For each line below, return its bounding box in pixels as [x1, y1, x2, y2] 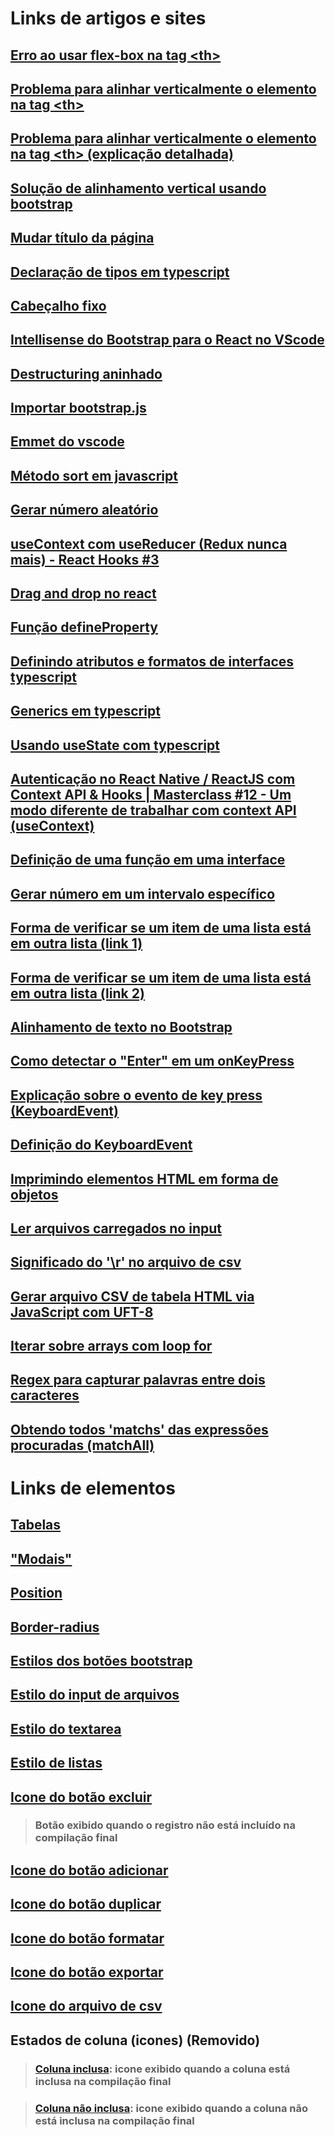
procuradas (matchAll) [10, 1437, 155, 1454]
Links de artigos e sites [10, 7, 207, 30]
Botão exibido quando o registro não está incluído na [34, 1818, 296, 1832]
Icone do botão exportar [10, 1964, 164, 1981]
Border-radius [10, 1618, 100, 1636]
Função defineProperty [10, 619, 158, 636]
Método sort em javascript [10, 467, 178, 484]
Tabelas [10, 1517, 62, 1534]
